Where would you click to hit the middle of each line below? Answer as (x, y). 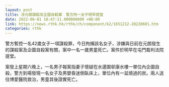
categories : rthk (23, 29)
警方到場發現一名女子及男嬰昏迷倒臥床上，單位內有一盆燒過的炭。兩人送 (89, 73)
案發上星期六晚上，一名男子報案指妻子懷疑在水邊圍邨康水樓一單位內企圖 (80, 67)
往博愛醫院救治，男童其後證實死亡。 (43, 79)
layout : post (19, 10)
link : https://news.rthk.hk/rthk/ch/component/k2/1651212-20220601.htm (82, 24)
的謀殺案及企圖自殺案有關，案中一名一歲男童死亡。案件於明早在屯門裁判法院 (84, 50)
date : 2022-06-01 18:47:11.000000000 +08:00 (53, 19)
